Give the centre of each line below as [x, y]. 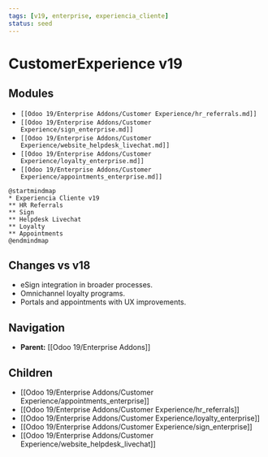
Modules [31, 94]
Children [30, 373]
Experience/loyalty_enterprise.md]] [82, 161]
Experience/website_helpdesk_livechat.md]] [95, 145]
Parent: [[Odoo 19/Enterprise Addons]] [85, 347]
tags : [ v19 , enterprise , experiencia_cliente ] [89, 16]
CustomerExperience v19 [95, 64]
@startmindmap [32, 191]
